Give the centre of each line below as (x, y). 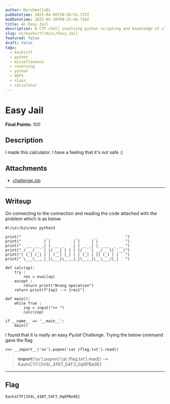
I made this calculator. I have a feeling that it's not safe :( (64, 152)
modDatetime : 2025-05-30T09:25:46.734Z (47, 19)
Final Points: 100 (23, 124)
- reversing (23, 66)
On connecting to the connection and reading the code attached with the (81, 213)
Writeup (18, 201)
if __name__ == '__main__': (35, 321)
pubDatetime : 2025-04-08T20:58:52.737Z (47, 15)
